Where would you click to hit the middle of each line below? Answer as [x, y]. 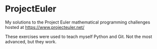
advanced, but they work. [31, 41]
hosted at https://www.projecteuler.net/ [45, 27]
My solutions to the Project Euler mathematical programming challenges [78, 22]
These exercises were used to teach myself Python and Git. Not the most [79, 37]
